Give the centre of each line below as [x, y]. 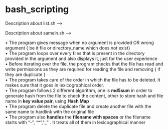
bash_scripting [37, 9]
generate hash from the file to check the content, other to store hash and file [84, 95]
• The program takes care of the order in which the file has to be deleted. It [83, 79]
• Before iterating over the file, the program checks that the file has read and [84, 63]
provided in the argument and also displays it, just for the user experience [81, 58]
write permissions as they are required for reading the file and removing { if [83, 69]
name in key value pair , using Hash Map [47, 101]
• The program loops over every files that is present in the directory [75, 53]
